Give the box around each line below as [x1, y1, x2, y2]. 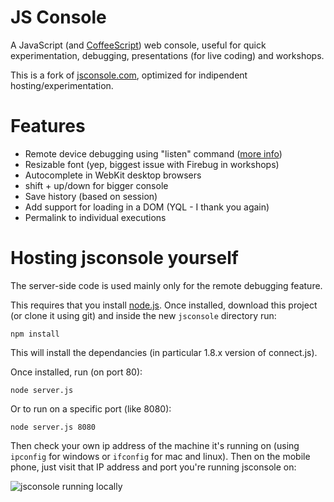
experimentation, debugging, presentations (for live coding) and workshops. [10, 49, 325, 61]
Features [10, 115, 86, 138]
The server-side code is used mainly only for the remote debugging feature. [10, 279, 323, 291]
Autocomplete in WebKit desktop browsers [24, 169, 202, 181]
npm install [10, 329, 60, 339]
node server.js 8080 [10, 422, 97, 432]
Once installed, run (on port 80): [10, 366, 143, 378]
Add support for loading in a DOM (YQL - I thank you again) [24, 201, 270, 213]
